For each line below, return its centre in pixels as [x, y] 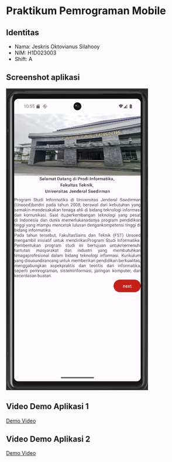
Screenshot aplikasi [43, 77]
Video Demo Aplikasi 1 [47, 407]
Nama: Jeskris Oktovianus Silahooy [57, 46]
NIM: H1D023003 [35, 53]
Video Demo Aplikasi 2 [48, 439]
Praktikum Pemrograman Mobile [86, 11]
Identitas [23, 33]
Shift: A [23, 59]
